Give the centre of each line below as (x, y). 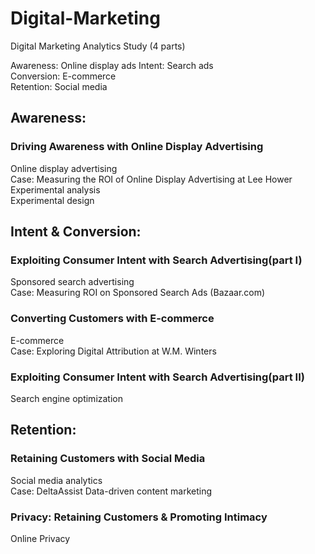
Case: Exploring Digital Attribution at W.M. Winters (113, 351)
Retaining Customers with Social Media (108, 459)
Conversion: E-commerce (63, 76)
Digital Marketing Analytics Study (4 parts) (98, 46)
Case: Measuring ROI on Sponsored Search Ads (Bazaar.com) (138, 293)
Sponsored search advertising (72, 282)
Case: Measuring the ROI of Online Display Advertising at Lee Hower (151, 179)
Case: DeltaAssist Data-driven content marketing (111, 491)
